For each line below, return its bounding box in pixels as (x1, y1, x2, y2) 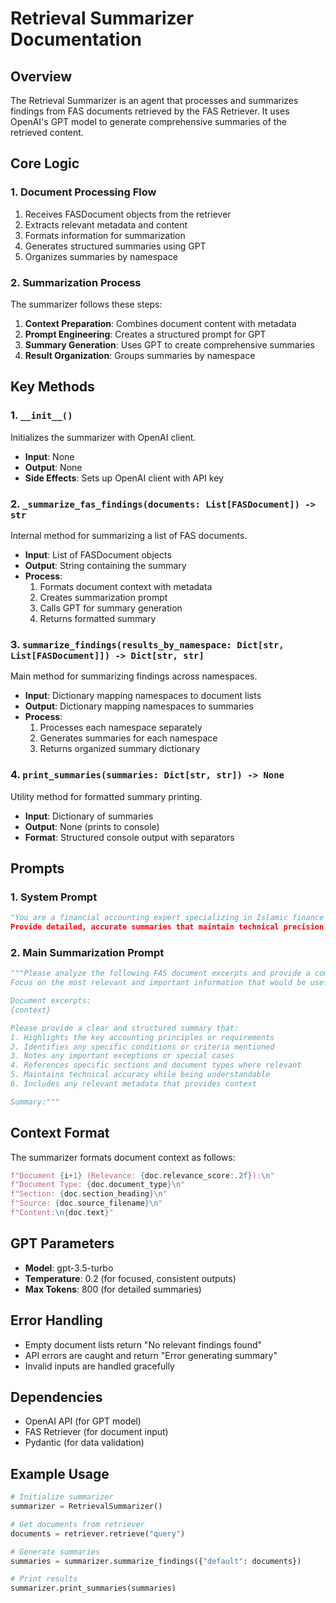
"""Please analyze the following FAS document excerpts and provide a (10, 968, 311, 979)
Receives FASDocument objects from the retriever (24, 208, 232, 220)
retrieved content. (10, 127, 84, 138)
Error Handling (10, 1312, 103, 1329)
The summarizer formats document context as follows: (10, 1151, 236, 1163)
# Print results (10, 1574, 78, 1584)
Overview (10, 68, 73, 85)
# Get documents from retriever (10, 1519, 145, 1529)
